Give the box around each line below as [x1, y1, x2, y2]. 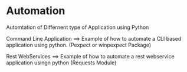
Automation [6, 4, 65, 18]
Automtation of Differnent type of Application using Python [6, 24, 149, 31]
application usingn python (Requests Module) [6, 59, 117, 66]
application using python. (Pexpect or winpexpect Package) [6, 41, 152, 48]
